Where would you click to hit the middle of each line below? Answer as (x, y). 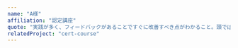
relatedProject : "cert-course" (53, 34)
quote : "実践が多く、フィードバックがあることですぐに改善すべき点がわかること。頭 (114, 27)
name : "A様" (24, 14)
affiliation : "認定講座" (42, 20)
